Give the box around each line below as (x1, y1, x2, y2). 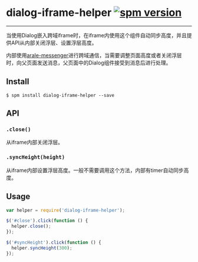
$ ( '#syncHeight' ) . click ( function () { (6, 240, 101, 245)
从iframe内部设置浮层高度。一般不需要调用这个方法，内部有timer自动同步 (6, 166, 184, 174)
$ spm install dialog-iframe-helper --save (6, 92, 115, 98)
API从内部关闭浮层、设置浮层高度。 (11, 39, 97, 46)
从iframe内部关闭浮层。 (6, 139, 64, 146)
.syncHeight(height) (6, 154, 65, 161)
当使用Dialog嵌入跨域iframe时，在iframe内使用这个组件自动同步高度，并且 (6, 31, 187, 38)
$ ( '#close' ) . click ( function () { (6, 218, 88, 224)
